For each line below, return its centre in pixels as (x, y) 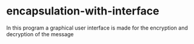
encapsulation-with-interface (83, 11)
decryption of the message (40, 34)
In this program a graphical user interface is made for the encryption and (97, 28)
